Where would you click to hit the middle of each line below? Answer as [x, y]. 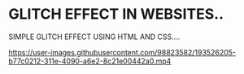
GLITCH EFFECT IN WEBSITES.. [116, 14]
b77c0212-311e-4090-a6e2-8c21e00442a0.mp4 [90, 61]
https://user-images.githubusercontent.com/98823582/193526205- [122, 52]
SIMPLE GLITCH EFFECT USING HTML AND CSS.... [94, 37]
